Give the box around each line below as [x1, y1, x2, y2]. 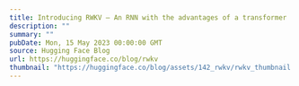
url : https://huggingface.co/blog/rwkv [9, 55, 159, 64]
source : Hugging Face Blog [9, 47, 110, 56]
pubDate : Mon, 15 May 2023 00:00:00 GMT [9, 38, 163, 47]
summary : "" [9, 30, 54, 39]
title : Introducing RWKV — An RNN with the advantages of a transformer [9, 13, 287, 22]
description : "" [9, 21, 70, 30]
